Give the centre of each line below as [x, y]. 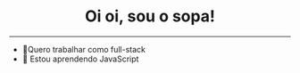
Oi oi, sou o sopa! [150, 16]
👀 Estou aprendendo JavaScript [80, 59]
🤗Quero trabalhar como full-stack [83, 49]
